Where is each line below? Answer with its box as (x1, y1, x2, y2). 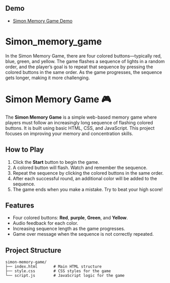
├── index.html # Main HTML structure (5, 264, 102, 269)
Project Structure (5, 246, 61, 255)
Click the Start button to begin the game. (12, 159, 99, 165)
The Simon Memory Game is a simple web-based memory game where (5, 114, 157, 120)
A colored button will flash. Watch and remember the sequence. (12, 164, 147, 171)
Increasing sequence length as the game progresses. (12, 225, 125, 232)
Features (5, 201, 34, 210)
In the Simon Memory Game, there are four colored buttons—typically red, (5, 52, 162, 59)
